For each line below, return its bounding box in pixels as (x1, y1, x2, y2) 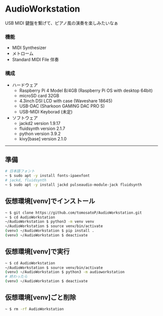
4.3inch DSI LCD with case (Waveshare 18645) (19, 98, 113, 104)
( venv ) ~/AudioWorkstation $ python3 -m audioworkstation (5, 270, 125, 275)
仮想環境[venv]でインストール (5, 197, 96, 205)
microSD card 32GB (19, 92, 60, 98)
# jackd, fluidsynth (5, 178, 47, 183)
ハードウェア (12, 82, 38, 88)
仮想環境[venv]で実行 (5, 247, 70, 256)
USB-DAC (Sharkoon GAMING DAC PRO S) (19, 103, 105, 109)
